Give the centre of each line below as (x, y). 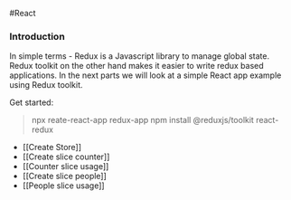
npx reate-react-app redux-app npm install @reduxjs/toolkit (143, 120)
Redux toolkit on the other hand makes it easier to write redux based (136, 66)
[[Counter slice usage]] (66, 167)
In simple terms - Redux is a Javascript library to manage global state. (139, 56)
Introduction (37, 36)
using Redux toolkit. (46, 85)
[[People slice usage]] (64, 186)
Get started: (32, 102)
